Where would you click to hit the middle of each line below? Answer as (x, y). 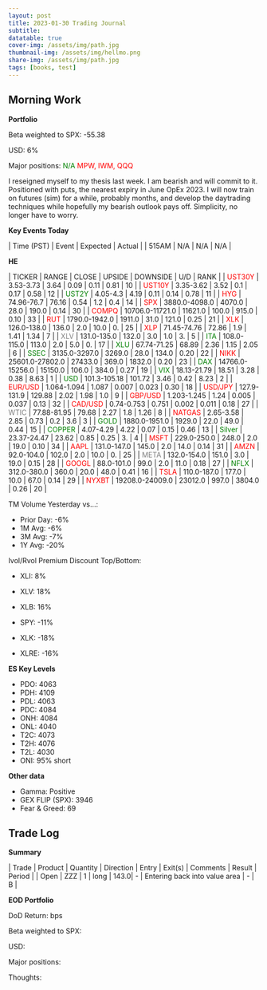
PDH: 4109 (37, 692)
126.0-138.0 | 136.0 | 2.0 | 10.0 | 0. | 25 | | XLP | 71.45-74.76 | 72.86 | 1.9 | (128, 327)
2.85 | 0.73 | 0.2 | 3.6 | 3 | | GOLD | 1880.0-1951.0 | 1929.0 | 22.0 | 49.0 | (126, 420)
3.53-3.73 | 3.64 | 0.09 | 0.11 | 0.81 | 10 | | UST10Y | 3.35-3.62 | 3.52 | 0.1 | (128, 285)
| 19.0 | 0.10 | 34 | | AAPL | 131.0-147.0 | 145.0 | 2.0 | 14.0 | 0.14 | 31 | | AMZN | (134, 446)
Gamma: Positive (47, 791)
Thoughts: (25, 977)
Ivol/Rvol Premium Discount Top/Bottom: (75, 560)
